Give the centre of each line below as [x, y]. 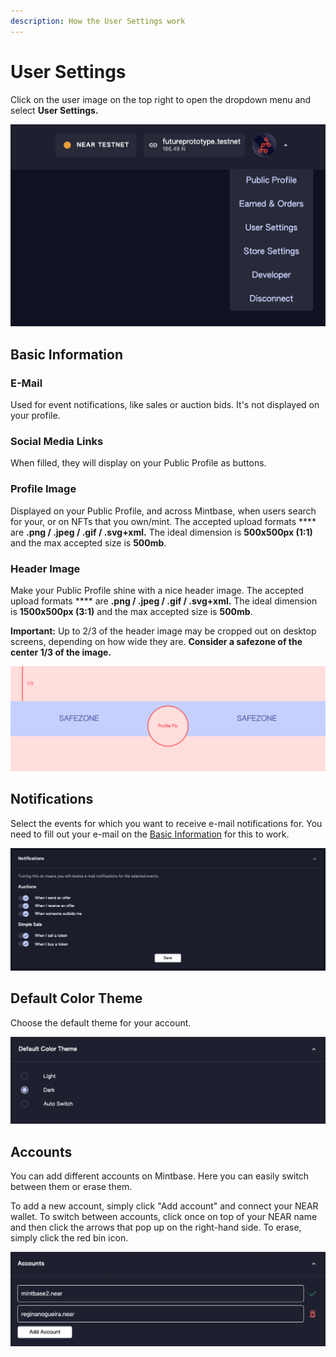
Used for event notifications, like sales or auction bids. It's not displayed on [165, 405]
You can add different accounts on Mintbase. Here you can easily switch [160, 1176]
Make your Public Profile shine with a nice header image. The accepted [157, 590]
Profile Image [43, 489]
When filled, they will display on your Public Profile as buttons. [138, 463]
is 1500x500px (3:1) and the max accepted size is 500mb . [131, 611]
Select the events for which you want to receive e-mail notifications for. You [166, 823]
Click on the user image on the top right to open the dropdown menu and [161, 99]
